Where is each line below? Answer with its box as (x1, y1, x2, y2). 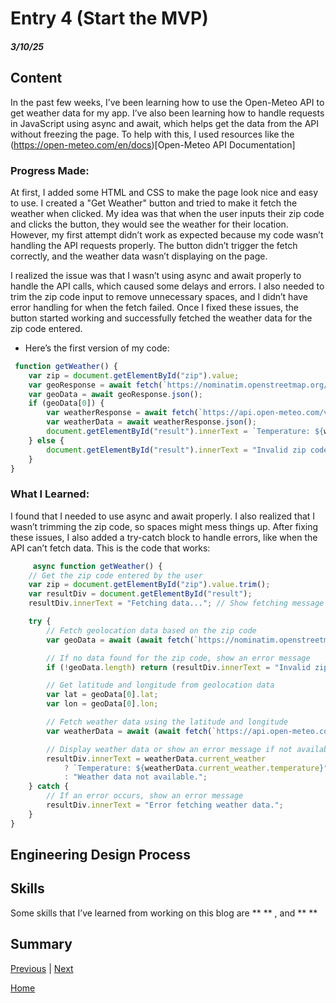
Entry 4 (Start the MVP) (10, 7, 209, 30)
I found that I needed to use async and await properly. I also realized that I (10, 510, 316, 522)
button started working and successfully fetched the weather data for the (10, 312, 313, 324)
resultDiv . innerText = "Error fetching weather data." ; (46, 800, 284, 811)
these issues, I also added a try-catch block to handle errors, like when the (10, 531, 318, 543)
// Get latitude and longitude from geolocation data (46, 680, 275, 691)
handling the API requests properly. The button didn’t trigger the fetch (10, 239, 298, 251)
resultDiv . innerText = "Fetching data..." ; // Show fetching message (28, 598, 325, 609)
